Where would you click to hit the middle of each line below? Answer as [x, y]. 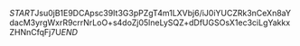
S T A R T [22, 13]
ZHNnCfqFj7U [35, 32]
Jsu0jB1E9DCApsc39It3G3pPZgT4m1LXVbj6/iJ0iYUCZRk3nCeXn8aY [163, 13]
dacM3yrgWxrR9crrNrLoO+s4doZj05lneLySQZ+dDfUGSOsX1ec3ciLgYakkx [150, 23]
